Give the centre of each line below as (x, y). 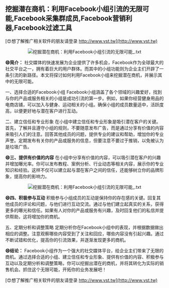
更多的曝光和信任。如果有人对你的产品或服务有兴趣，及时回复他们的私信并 (82, 210)
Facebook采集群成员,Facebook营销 (70, 18)
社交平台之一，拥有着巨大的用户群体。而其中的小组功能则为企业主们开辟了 (82, 68)
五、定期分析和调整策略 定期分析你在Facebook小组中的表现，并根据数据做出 (84, 227)
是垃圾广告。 (18, 147)
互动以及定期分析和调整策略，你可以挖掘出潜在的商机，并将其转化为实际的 (82, 263)
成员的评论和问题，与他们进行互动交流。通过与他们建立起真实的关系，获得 (87, 204)
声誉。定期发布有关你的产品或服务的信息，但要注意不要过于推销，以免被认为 (84, 140)
